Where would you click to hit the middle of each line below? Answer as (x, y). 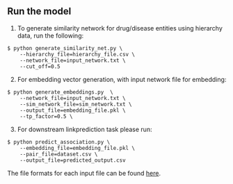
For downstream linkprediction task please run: (85, 129)
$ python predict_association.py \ (59, 142)
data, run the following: (50, 35)
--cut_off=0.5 (40, 66)
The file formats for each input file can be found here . (84, 173)
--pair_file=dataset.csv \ (59, 154)
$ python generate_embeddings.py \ (60, 92)
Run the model (39, 11)
